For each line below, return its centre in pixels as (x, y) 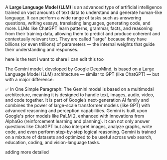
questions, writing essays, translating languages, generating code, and (78, 23)
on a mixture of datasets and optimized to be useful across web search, (79, 137)
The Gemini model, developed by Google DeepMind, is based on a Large (80, 69)
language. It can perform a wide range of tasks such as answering (73, 18)
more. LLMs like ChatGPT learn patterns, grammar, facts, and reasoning (79, 28)
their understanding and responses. (42, 50)
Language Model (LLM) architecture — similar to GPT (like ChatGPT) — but (82, 74)
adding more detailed (27, 152)
